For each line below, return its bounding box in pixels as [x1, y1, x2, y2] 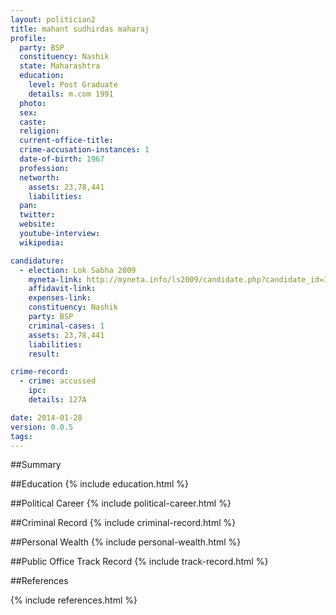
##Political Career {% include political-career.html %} [10, 497, 232, 510]
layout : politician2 [10, 14, 97, 25]
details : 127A [28, 395, 87, 405]
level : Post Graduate [28, 80, 118, 90]
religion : [19, 126, 60, 136]
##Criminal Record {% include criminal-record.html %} [10, 517, 237, 529]
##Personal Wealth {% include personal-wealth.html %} [10, 536, 242, 548]
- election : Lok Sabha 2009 [19, 265, 137, 275]
